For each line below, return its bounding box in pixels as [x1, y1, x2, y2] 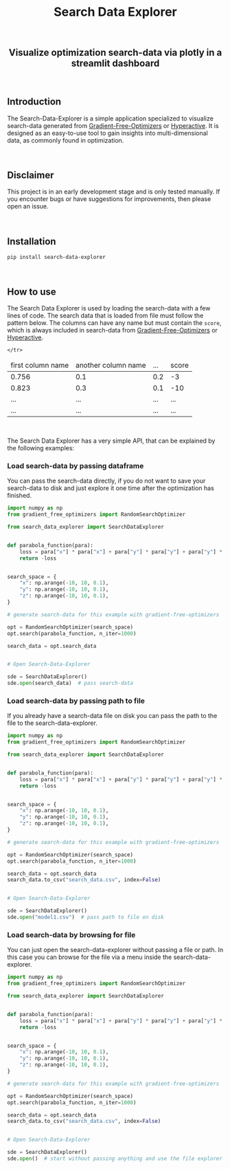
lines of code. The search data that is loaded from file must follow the [7, 311, 204, 319]
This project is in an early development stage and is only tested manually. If [7, 187, 220, 196]
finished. [7, 492, 32, 500]
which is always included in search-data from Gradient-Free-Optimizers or [7, 326, 218, 334]
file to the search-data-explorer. [7, 719, 97, 727]
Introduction [7, 96, 62, 107]
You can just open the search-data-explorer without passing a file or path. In [7, 946, 224, 954]
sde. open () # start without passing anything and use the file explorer [7, 1155, 223, 1162]
